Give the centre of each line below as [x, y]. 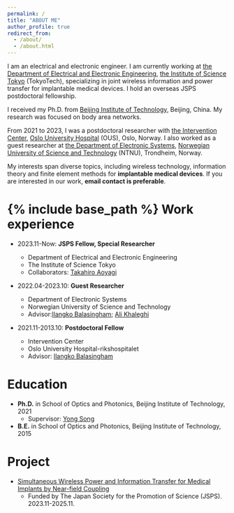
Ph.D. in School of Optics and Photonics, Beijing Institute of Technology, [121, 404]
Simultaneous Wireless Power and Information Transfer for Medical [114, 481]
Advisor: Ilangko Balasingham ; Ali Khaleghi [88, 314]
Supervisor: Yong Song [61, 419]
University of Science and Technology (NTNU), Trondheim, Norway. [105, 153]
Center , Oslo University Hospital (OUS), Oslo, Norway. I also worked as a [112, 138]
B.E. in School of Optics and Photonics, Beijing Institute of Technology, [119, 426]
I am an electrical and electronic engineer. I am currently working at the [110, 66]
